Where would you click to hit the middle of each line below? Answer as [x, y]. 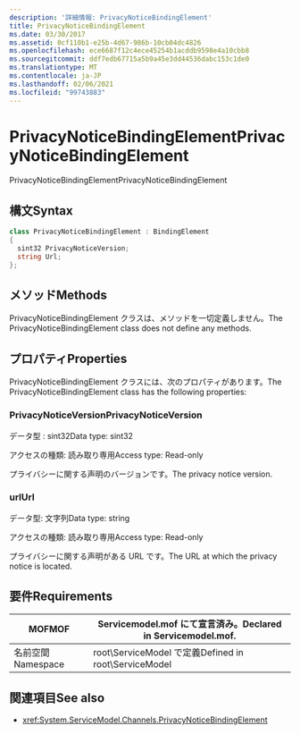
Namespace [39, 664]
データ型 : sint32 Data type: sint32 [71, 435]
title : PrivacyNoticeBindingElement [77, 26]
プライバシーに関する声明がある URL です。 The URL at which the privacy [143, 556]
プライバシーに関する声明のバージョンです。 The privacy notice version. [141, 474]
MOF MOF [49, 629]
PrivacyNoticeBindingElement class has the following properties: [128, 392]
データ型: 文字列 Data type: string [70, 518]
